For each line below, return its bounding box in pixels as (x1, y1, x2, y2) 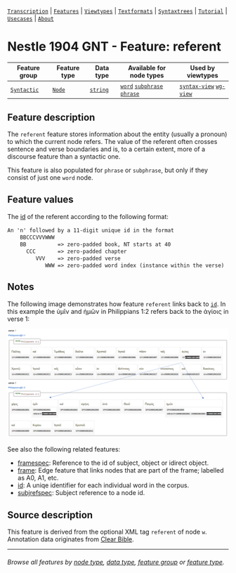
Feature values (7, 194, 74, 206)
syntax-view (179, 83, 214, 90)
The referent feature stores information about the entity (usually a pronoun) (7, 130, 228, 138)
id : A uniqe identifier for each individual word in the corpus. (17, 481, 190, 489)
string (89, 86, 109, 94)
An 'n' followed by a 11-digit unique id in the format (7, 227, 174, 234)
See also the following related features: (7, 445, 121, 454)
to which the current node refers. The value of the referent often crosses (7, 138, 218, 145)
